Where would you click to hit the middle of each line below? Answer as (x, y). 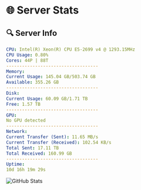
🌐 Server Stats (43, 10)
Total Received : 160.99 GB (39, 154)
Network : (17, 132)
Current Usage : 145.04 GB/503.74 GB (51, 77)
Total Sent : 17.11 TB (33, 148)
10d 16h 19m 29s (26, 170)
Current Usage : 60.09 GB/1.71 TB (47, 99)
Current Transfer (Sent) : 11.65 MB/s (52, 137)
